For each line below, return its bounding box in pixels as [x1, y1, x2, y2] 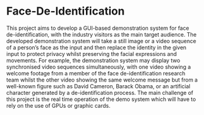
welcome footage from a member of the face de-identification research [6, 69, 186, 77]
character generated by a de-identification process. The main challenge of [6, 89, 194, 96]
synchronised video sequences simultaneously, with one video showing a [6, 63, 191, 71]
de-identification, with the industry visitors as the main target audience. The [6, 30, 197, 38]
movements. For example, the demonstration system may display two [6, 57, 181, 64]
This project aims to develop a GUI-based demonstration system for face [6, 24, 189, 32]
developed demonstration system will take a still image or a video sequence [6, 37, 197, 44]
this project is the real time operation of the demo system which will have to [6, 96, 196, 103]
